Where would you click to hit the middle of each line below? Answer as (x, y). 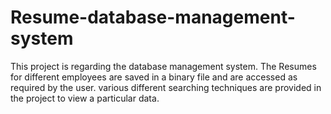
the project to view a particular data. (85, 98)
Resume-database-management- (153, 17)
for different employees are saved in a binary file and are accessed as (154, 77)
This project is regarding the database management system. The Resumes (163, 66)
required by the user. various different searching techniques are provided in (166, 87)
